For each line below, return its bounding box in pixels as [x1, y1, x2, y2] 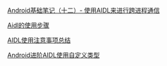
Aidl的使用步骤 [7, 21, 50, 29]
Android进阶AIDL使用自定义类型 [7, 51, 100, 59]
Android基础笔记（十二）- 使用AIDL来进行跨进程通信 [7, 6, 160, 14]
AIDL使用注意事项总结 [7, 36, 71, 44]
